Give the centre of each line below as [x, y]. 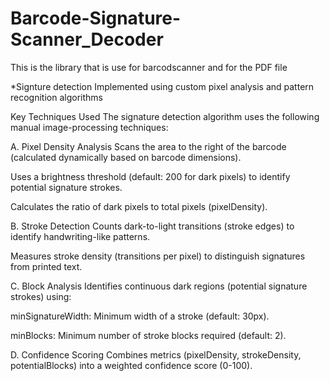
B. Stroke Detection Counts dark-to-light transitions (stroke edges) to [152, 226]
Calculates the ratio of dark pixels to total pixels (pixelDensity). [139, 206]
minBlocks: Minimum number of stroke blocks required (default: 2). [148, 335]
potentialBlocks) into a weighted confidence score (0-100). [131, 365]
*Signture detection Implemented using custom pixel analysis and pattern [162, 86]
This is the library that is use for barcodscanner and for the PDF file [149, 67]
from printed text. [46, 266]
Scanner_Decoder [87, 39]
